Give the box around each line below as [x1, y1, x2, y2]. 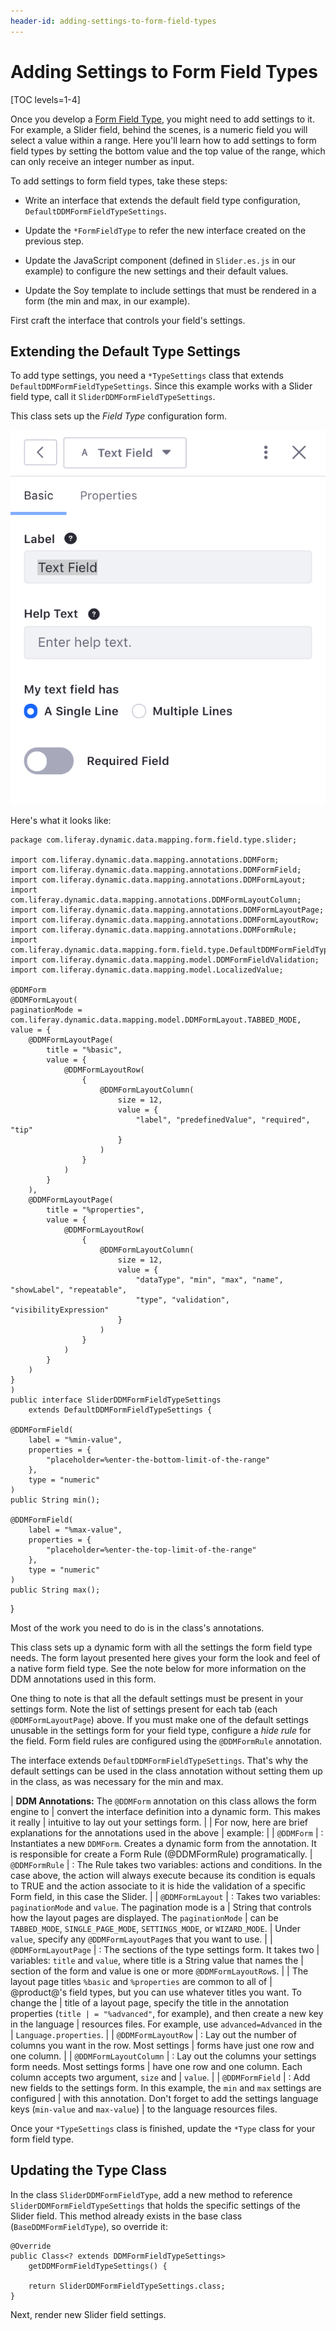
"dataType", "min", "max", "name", [135, 1275, 284, 1285]
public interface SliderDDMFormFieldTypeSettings [10, 1395, 222, 1405]
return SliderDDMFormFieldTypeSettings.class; [28, 2281, 226, 2291]
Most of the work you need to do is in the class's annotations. [10, 1621, 265, 1634]
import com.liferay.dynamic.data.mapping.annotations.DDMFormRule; [10, 925, 298, 935]
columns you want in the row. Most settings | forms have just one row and [10, 2039, 315, 2051]
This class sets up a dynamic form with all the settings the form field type [10, 1641, 313, 1653]
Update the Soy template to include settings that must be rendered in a [24, 284, 317, 296]
